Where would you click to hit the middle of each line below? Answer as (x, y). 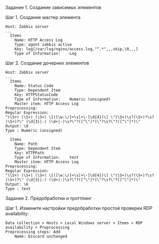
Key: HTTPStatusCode (36, 95)
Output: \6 (17, 184)
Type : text (18, 189)
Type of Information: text (47, 158)
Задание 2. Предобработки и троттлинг (49, 198)
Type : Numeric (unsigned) (34, 130)
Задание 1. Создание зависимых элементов (53, 7)
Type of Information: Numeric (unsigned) (63, 99)
